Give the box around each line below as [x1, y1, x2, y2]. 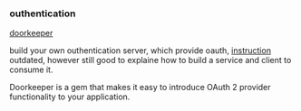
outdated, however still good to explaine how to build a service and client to [9, 55, 292, 66]
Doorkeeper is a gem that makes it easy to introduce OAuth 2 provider [9, 82, 271, 93]
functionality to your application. [9, 91, 131, 102]
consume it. [9, 64, 53, 75]
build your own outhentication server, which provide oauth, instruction [9, 45, 272, 56]
